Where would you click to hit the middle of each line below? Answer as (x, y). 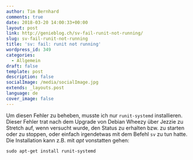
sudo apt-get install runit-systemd (51, 151)
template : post (25, 72)
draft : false (22, 66)
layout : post (22, 28)
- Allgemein (26, 60)
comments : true (25, 17)
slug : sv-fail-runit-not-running (47, 39)
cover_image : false (30, 98)
